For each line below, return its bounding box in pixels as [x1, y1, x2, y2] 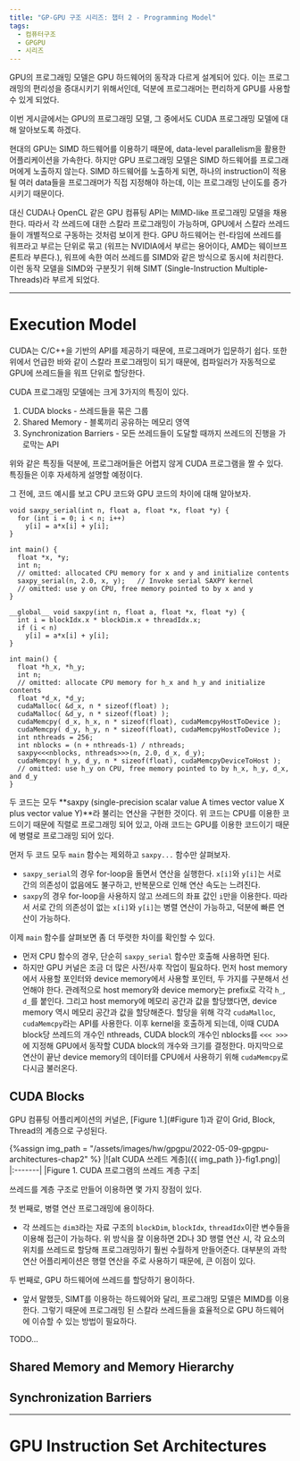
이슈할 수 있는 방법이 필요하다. [31, 1315, 137, 1326]
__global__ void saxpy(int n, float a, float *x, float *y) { [9, 608, 246, 617]
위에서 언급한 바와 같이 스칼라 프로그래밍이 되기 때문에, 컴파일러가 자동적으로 [9, 357, 277, 367]
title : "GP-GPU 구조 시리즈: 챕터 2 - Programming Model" [9, 13, 217, 22]
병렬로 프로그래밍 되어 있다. [18, 831, 114, 841]
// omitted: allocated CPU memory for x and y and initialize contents [17, 569, 290, 578]
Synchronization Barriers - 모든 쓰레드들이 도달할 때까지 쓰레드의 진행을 [21, 428, 277, 439]
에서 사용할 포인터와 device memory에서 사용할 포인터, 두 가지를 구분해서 [21, 974, 279, 984]
